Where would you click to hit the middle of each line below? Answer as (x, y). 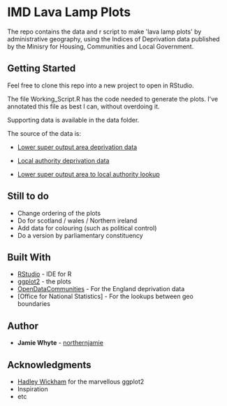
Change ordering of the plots (59, 213)
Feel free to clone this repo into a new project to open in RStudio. (101, 85)
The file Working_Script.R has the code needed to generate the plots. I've (113, 99)
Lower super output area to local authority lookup (89, 174)
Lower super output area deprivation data (77, 147)
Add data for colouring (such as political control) (87, 227)
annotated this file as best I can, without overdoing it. (83, 106)
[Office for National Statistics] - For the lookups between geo (105, 296)
